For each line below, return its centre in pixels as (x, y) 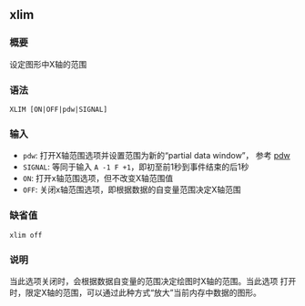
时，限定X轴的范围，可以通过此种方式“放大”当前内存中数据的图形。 (135, 292)
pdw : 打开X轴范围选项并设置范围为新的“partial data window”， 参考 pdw (157, 156)
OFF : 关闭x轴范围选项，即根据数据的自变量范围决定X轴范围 (132, 189)
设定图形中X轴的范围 (48, 64)
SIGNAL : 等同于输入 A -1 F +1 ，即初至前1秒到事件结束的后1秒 (136, 167)
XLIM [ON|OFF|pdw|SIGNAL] (58, 109)
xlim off (26, 235)
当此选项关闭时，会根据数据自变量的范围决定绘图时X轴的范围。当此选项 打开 (153, 280)
